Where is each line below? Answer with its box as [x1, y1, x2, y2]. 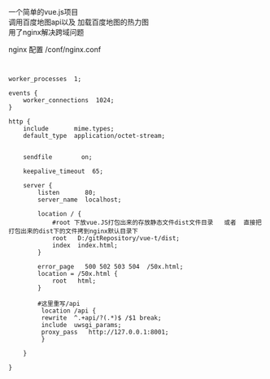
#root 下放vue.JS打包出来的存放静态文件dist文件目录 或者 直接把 [51, 218, 262, 226]
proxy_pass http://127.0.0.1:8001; [41, 328, 169, 336]
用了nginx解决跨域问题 [8, 28, 85, 37]
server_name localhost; [37, 196, 122, 204]
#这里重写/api [37, 299, 81, 308]
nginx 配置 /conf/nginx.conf [8, 45, 102, 54]
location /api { [41, 307, 96, 315]
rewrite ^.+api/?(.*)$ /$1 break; [41, 314, 162, 322]
